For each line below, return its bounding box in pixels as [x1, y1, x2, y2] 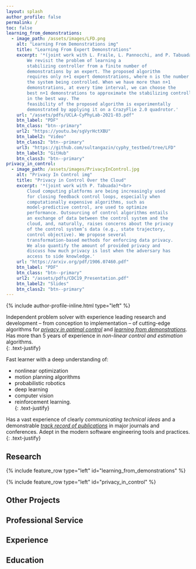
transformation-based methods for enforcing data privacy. [27, 237, 174, 243]
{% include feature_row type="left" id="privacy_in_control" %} [6, 478, 156, 486]
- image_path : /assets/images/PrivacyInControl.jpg [11, 166, 140, 173]
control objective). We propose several [27, 232, 127, 238]
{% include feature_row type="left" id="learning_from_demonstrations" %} [6, 467, 186, 474]
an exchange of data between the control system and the [27, 215, 168, 221]
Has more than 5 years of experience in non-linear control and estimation [6, 332, 183, 340]
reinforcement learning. [14, 399, 71, 406]
